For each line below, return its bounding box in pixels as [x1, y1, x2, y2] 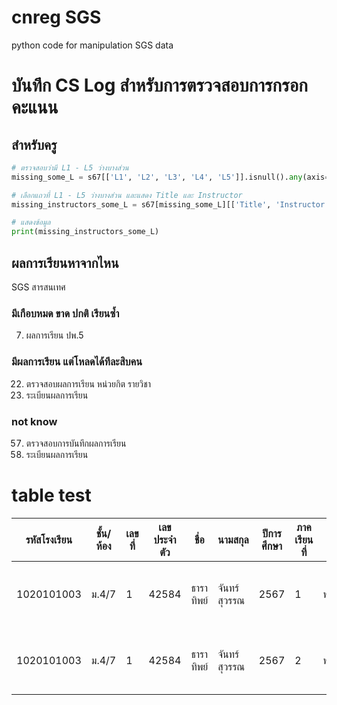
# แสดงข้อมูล [11, 217, 51, 228]
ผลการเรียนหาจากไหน [11, 254, 119, 271]
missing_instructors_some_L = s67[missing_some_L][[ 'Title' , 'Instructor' [11, 199, 330, 210]
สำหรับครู [11, 136, 58, 153]
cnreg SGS [11, 6, 102, 29]
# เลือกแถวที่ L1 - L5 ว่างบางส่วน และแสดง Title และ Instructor [11, 190, 243, 200]
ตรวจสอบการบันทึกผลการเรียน [25, 437, 127, 449]
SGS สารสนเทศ [11, 281, 66, 293]
